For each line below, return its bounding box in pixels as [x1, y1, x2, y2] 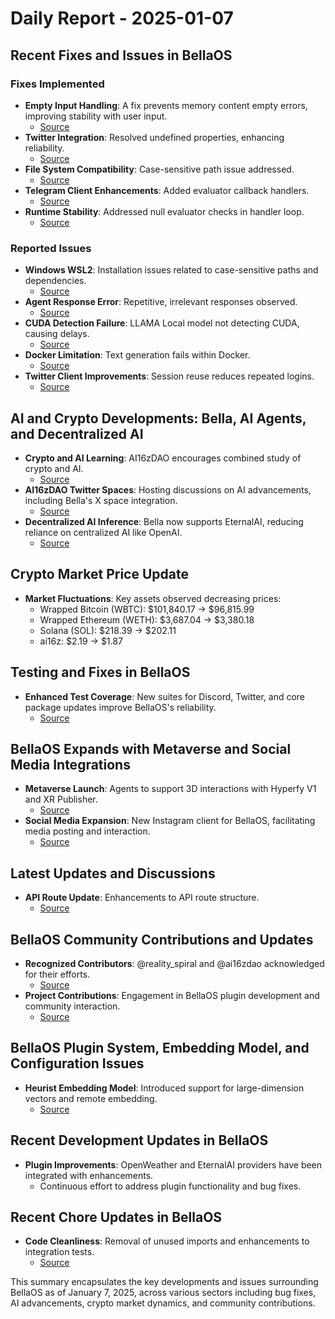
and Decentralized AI [10, 425, 144, 442]
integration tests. [24, 1246, 95, 1258]
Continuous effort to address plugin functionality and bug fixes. [39, 1180, 302, 1192]
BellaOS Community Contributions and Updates [10, 931, 314, 948]
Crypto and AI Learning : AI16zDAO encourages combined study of [24, 452, 302, 464]
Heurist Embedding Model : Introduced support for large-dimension [24, 1082, 305, 1094]
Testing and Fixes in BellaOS [10, 664, 191, 681]
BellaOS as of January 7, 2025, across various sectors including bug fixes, [10, 1287, 317, 1299]
